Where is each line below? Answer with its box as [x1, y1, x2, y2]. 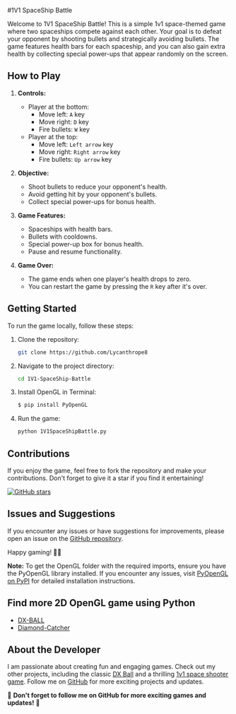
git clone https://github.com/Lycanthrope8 [17, 349, 148, 356]
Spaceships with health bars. [28, 225, 113, 233]
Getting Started [7, 303, 77, 315]
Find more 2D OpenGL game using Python [7, 597, 196, 609]
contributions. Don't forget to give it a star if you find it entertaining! [7, 473, 204, 482]
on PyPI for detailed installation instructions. [7, 576, 136, 585]
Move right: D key [38, 117, 90, 126]
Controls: [17, 88, 46, 97]
